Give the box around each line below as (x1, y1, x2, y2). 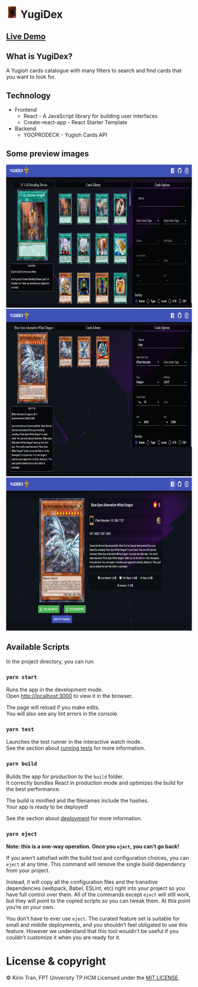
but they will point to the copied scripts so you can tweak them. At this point (6, 897, 190, 905)
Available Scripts (6, 642, 70, 652)
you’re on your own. (6, 904, 55, 911)
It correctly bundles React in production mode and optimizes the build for (6, 779, 184, 786)
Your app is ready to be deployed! (6, 803, 88, 810)
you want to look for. (6, 73, 56, 80)
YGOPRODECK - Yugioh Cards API (23, 131, 108, 138)
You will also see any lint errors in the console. (6, 710, 119, 717)
